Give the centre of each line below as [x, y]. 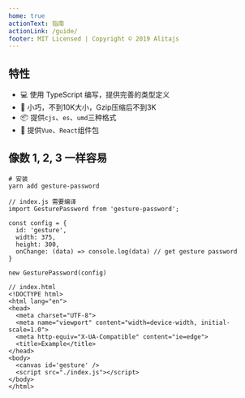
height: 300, [38, 244]
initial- [215, 322]
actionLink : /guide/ [43, 31]
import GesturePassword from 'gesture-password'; [94, 209]
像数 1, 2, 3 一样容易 [58, 158]
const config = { [38, 223]
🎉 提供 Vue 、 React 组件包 [60, 130]
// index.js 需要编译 [43, 201]
